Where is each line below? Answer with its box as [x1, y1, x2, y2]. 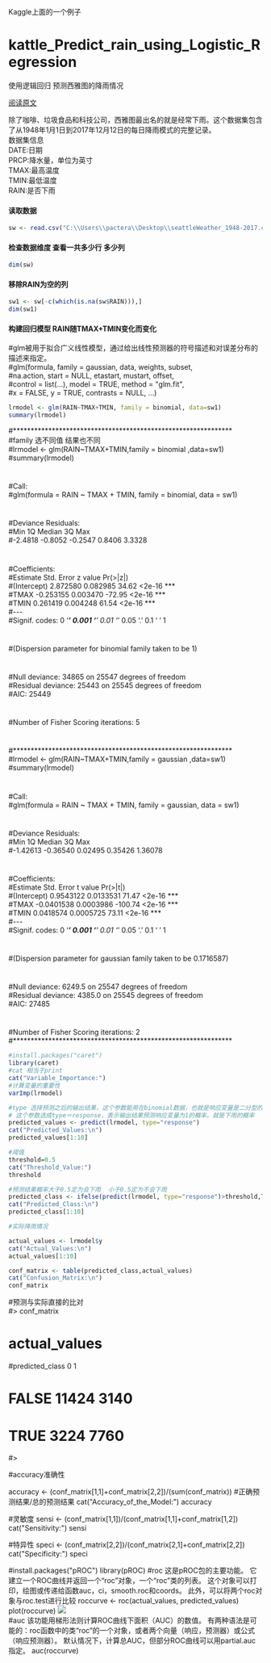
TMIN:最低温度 [8, 175, 58, 185]
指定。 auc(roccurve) [8, 1646, 79, 1656]
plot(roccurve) [8, 1606, 56, 1616]
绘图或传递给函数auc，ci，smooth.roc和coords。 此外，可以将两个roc [22, 1586, 256, 1596]
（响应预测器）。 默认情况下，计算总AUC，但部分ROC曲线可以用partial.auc [8, 1636, 256, 1645]
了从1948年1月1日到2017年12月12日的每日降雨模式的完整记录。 [8, 124, 216, 135]
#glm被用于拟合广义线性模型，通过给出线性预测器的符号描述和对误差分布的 [8, 343, 259, 353]
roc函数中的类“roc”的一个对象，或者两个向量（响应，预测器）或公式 [29, 1626, 256, 1636]
